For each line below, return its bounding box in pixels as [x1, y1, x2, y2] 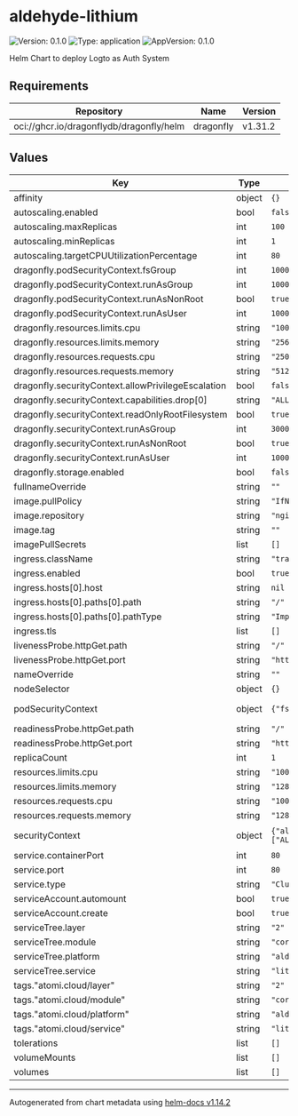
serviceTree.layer [13, 921, 86, 934]
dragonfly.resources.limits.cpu [13, 322, 141, 334]
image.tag [13, 523, 56, 536]
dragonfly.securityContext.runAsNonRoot [13, 437, 187, 450]
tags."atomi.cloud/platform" [13, 1008, 130, 1020]
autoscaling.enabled [13, 206, 98, 219]
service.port [13, 864, 65, 876]
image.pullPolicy [13, 495, 82, 507]
